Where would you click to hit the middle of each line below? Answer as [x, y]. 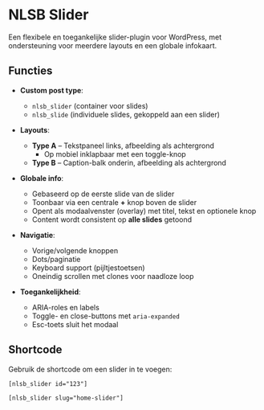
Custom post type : [52, 90]
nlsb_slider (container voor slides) [90, 105]
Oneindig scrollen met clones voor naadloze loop [113, 276]
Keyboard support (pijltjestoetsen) [89, 268]
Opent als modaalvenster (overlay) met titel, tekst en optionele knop [144, 211]
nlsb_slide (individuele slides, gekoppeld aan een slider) [126, 114]
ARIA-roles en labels [66, 307]
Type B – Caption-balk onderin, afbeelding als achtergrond [129, 162]
